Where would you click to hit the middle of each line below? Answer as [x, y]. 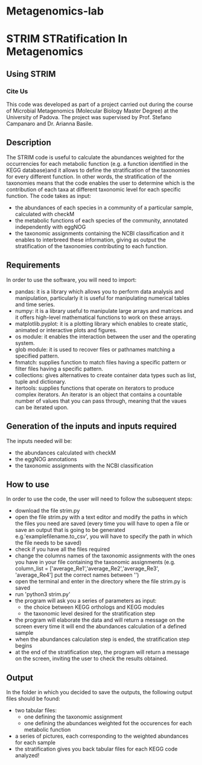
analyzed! [27, 755]
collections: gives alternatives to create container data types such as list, [106, 375]
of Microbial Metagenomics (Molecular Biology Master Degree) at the [92, 111]
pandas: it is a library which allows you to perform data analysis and [99, 291]
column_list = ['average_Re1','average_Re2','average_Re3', [87, 569]
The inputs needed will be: [39, 441]
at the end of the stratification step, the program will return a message [102, 652]
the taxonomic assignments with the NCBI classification [84, 465]
